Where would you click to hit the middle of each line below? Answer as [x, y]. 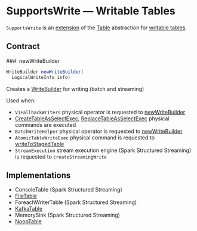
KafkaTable [29, 209]
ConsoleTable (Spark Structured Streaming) [68, 190]
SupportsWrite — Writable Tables [91, 11]
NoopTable [28, 221]
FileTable [26, 196]
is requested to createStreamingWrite [61, 156]
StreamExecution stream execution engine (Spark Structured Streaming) [103, 150]
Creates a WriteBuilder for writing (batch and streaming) [75, 89]
